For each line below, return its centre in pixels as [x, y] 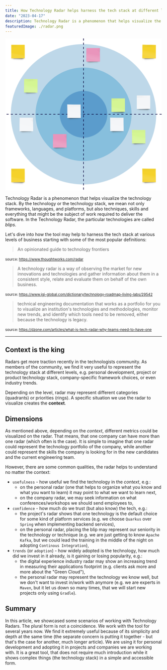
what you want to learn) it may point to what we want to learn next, [88, 492]
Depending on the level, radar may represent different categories [72, 393]
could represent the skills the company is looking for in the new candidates [82, 452]
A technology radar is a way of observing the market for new [80, 268]
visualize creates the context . [36, 403]
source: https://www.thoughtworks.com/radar [44, 260]
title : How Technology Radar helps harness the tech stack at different [82, 10]
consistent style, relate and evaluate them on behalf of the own [82, 279]
